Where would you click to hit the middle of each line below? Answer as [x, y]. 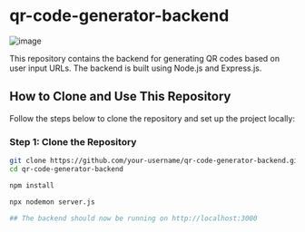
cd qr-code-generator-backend [67, 169]
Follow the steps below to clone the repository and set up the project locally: [152, 118]
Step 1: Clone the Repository [73, 141]
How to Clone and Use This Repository [120, 97]
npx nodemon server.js [52, 202]
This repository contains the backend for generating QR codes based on [144, 58]
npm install [32, 185]
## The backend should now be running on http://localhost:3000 [133, 218]
